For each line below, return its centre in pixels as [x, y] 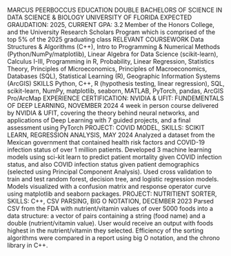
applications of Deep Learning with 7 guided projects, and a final [99, 120]
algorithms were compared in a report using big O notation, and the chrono [114, 238]
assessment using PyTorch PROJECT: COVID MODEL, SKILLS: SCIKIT [106, 128]
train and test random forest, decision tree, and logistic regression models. [113, 179]
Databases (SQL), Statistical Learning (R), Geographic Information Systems [114, 76]
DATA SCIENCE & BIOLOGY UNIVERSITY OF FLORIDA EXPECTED [100, 17]
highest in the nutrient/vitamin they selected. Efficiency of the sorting [106, 230]
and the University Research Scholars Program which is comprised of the [111, 32]
